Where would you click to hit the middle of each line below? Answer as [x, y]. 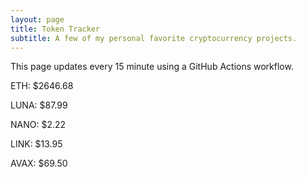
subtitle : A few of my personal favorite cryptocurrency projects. [154, 38]
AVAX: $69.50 [39, 163]
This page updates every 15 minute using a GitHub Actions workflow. [152, 67]
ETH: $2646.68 [42, 86]
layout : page [37, 19]
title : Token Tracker [55, 29]
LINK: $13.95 [36, 144]
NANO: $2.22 [38, 125]
